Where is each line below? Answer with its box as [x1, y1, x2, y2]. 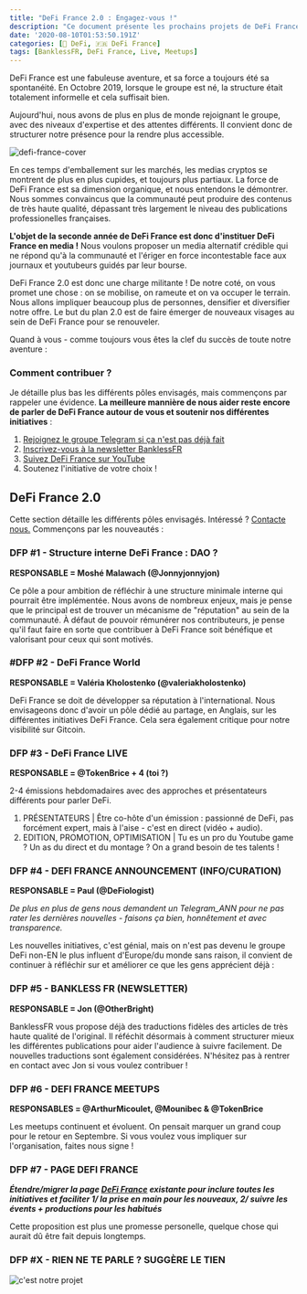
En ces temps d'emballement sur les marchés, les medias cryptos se [9, 164, 268, 175]
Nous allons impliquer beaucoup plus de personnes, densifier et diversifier [9, 297, 291, 308]
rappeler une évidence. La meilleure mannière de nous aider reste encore [9, 397, 291, 408]
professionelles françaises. [9, 213, 111, 224]
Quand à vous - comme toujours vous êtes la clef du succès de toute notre [9, 334, 291, 345]
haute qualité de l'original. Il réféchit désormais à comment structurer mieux [9, 1030, 295, 1042]
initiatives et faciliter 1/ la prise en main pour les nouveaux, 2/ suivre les [9, 1193, 288, 1204]
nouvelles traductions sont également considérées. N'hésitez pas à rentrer [9, 1050, 291, 1061]
